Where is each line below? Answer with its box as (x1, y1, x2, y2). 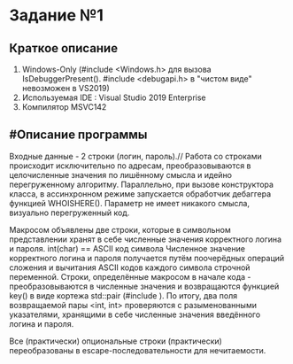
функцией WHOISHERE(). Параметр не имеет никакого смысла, (9, 197, 251, 208)
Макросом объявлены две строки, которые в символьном (9, 224, 232, 235)
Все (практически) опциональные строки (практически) (9, 336, 223, 346)
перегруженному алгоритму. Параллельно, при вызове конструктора (9, 179, 274, 190)
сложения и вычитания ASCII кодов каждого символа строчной (9, 262, 251, 273)
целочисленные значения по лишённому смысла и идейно (9, 169, 233, 180)
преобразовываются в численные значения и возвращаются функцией (9, 281, 280, 291)
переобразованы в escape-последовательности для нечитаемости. (9, 345, 266, 355)
